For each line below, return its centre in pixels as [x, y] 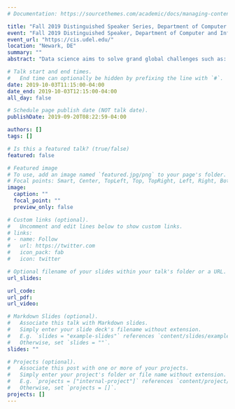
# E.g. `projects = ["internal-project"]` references [90, 382]
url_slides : [24, 278]
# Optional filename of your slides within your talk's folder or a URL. [117, 271]
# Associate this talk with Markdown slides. [78, 323]
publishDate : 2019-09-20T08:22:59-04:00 [67, 117]
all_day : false [29, 98]
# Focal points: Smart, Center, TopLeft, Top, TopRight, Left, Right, [112, 181]
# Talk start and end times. [50, 72]
